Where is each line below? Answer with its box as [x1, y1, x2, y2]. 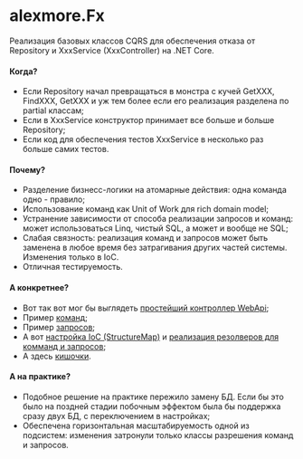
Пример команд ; [22, 311, 88, 322]
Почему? [9, 164, 46, 175]
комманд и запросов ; [22, 340, 107, 351]
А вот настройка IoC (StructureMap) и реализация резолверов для [22, 331, 279, 342]
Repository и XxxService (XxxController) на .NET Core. [9, 44, 214, 55]
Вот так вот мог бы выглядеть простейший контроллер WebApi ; [22, 302, 270, 313]
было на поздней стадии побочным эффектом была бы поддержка [22, 400, 281, 412]
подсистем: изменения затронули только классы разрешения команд [22, 429, 294, 440]
